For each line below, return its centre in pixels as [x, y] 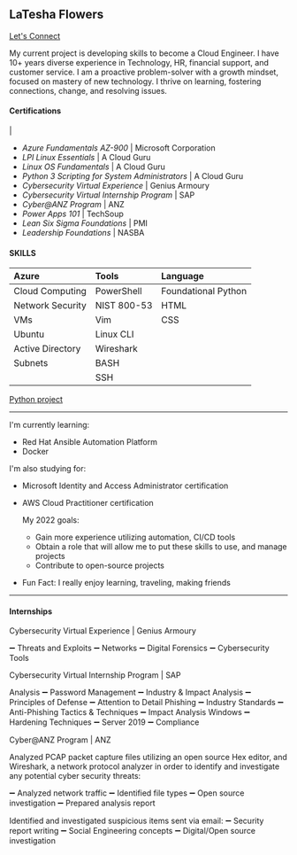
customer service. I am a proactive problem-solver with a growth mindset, [144, 72]
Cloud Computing [50, 291]
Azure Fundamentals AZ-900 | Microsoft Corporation [118, 148]
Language [183, 276]
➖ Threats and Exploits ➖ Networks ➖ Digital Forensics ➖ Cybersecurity [139, 648]
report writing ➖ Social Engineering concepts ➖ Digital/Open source [133, 831]
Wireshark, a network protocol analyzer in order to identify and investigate [145, 766]
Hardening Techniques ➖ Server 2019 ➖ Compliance [104, 722]
